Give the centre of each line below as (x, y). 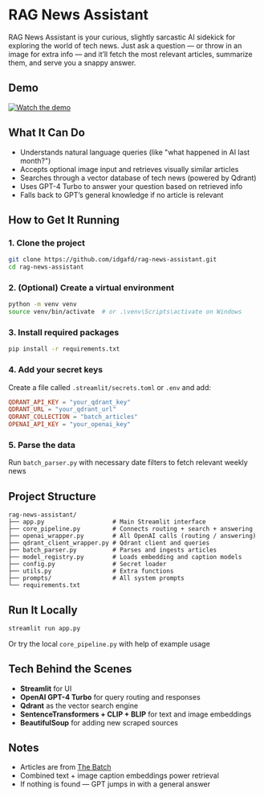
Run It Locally (43, 610)
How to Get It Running (64, 220)
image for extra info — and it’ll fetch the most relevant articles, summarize (130, 54)
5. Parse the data (42, 445)
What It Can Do (47, 133)
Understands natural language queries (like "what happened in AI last (135, 152)
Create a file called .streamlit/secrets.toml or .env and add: (110, 387)
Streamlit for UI (46, 688)
